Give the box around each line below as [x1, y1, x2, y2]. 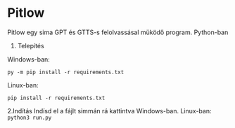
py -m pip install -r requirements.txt [7, 69, 125, 76]
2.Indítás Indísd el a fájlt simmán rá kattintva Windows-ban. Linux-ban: [7, 106, 212, 115]
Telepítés [17, 41, 44, 50]
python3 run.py [7, 114, 52, 121]
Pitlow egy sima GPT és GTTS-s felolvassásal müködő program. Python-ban [7, 28, 229, 36]
